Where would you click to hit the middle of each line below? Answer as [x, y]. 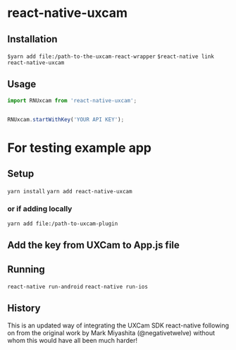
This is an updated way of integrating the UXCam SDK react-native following [118, 325]
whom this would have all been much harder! [72, 340]
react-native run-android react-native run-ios [77, 287]
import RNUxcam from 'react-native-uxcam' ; [72, 100]
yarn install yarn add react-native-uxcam [70, 191]
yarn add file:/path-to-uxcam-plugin [63, 224]
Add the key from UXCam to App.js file [93, 245]
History [24, 308]
